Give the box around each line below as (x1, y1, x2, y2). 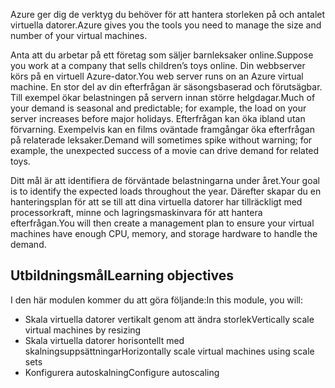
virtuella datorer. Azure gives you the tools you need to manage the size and (10, 19, 322, 31)
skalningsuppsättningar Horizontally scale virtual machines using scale (24, 345, 315, 357)
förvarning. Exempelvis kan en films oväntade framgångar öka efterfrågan (10, 124, 315, 135)
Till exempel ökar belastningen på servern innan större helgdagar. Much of (10, 92, 316, 103)
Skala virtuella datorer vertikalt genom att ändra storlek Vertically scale (24, 313, 315, 325)
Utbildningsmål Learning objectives (10, 267, 234, 284)
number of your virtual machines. (10, 30, 148, 41)
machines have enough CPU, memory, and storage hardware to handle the (10, 228, 318, 239)
